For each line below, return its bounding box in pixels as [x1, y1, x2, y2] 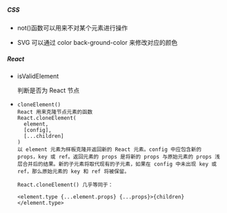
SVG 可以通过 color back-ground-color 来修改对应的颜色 [17, 38, 178, 46]
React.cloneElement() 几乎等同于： [17, 181, 114, 188]
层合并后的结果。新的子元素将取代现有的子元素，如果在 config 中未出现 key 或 [17, 161, 217, 168]
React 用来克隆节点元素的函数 [17, 108, 93, 115]
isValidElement [17, 72, 59, 80]
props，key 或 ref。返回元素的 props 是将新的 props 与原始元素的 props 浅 [17, 153, 221, 160]
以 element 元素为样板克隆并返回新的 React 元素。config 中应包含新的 [17, 145, 202, 153]
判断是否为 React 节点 [17, 86, 80, 94]
